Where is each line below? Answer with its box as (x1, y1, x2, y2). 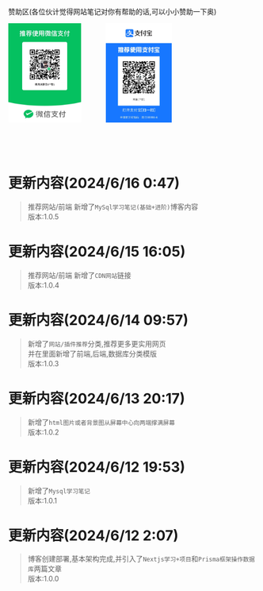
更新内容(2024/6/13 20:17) (8, 389, 185, 408)
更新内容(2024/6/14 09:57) (8, 311, 189, 329)
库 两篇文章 (27, 564, 62, 574)
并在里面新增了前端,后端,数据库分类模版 (27, 349, 157, 358)
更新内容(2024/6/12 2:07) (8, 527, 179, 544)
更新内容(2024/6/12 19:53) (8, 458, 186, 476)
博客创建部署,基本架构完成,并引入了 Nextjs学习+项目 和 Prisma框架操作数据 (27, 554, 255, 564)
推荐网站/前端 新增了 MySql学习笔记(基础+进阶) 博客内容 (27, 202, 199, 211)
